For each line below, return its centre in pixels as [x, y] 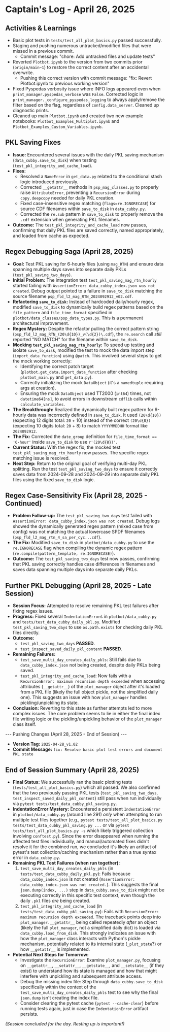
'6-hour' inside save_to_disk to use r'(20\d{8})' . [65, 442]
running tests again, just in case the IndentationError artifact [84, 1009]
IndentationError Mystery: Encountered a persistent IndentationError [87, 809]
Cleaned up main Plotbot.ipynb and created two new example [78, 116]
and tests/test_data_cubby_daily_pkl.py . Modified [66, 622]
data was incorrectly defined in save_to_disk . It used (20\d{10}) [94, 415]
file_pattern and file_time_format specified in [62, 312]
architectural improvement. [41, 323]
